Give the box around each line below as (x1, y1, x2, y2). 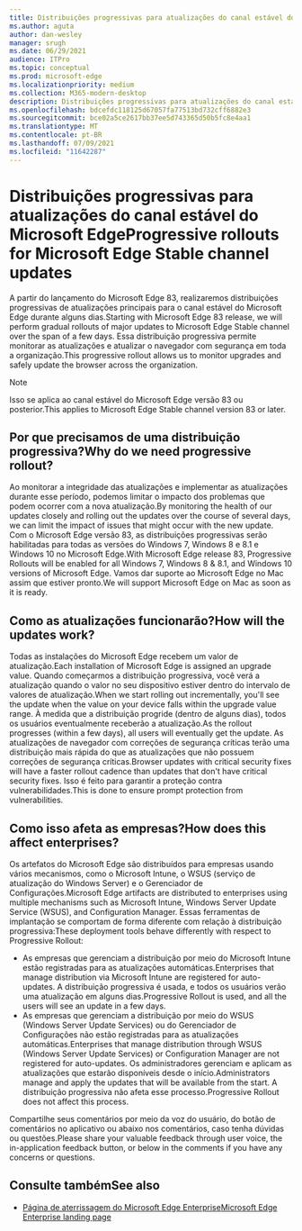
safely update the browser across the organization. (9, 359, 198, 370)
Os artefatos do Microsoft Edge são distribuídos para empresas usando (9, 859, 274, 869)
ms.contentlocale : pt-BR (9, 131, 102, 140)
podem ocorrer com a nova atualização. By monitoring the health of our (9, 501, 272, 511)
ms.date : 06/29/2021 (9, 47, 87, 56)
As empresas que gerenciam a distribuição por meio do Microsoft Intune (22, 953, 291, 964)
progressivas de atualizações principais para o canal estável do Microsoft (9, 302, 282, 312)
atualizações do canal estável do (9, 204, 259, 225)
